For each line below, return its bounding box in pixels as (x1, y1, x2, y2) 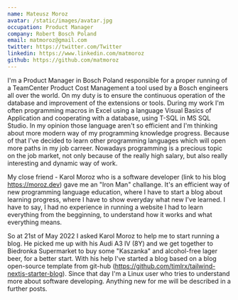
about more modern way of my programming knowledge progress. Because (7, 128, 229, 137)
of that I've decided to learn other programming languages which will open (7, 136, 226, 145)
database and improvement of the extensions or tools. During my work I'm (7, 99, 225, 107)
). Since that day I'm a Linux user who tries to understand (63, 269, 230, 277)
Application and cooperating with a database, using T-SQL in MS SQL (7, 113, 211, 122)
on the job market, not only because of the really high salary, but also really (7, 151, 228, 160)
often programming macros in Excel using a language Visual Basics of (7, 106, 212, 114)
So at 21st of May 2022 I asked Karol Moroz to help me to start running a (7, 231, 220, 240)
